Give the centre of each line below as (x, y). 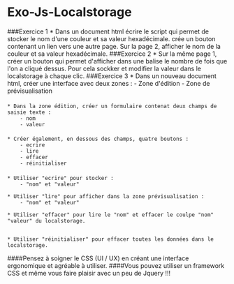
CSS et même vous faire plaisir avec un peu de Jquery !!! (89, 273)
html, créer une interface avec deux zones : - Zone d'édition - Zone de (109, 83)
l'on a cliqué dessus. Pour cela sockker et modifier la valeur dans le (104, 68)
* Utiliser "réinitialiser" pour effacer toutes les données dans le (111, 239)
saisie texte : (29, 112)
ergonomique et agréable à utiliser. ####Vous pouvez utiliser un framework (116, 265)
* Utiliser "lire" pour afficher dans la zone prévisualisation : (106, 196)
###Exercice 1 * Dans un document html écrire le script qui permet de (108, 31)
